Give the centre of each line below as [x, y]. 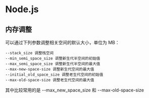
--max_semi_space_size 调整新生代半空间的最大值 [53, 64]
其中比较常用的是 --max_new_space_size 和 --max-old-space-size [74, 90]
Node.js [22, 9]
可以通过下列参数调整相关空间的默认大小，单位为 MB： [62, 42]
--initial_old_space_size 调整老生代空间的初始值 [54, 75]
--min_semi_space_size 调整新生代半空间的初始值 [53, 58]
